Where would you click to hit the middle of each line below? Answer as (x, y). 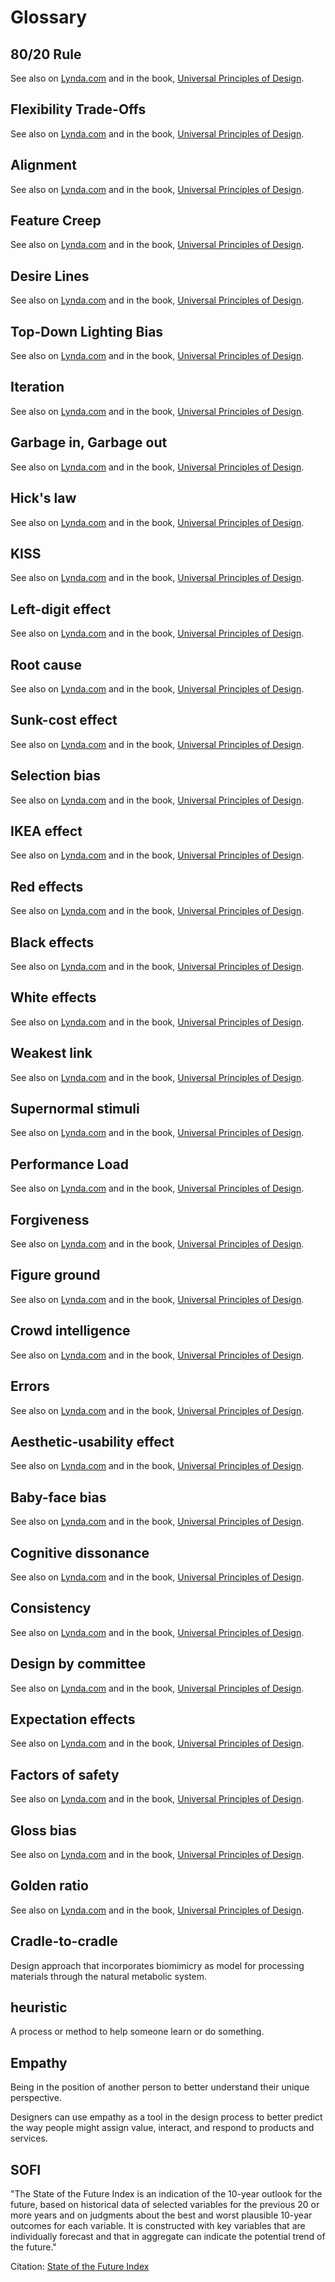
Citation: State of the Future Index (80, 2267)
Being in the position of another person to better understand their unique (160, 2087)
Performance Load (70, 1164)
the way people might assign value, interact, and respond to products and (162, 2128)
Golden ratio (49, 1886)
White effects (53, 997)
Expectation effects (73, 1719)
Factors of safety (65, 1774)
